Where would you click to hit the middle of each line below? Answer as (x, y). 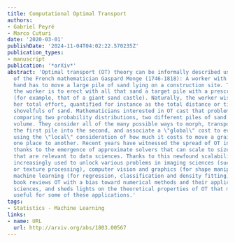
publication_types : (36, 53)
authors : (20, 20)
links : (17, 215)
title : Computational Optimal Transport (67, 14)
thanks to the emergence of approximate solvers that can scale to (114, 150)
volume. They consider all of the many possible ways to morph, (109, 124)
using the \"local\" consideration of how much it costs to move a (114, 137)
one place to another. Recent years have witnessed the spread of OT (117, 144)
